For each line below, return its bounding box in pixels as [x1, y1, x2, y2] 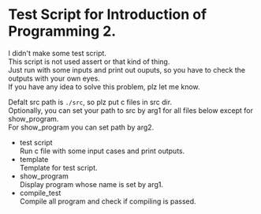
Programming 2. [8, 22, 117, 40]
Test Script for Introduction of [8, 6, 207, 24]
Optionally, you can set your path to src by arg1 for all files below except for [8, 105, 254, 115]
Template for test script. [19, 163, 98, 172]
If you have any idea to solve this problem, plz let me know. [8, 81, 200, 92]
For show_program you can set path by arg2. [8, 122, 155, 132]
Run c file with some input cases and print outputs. [19, 146, 185, 156]
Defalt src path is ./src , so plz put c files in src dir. [8, 97, 172, 107]
